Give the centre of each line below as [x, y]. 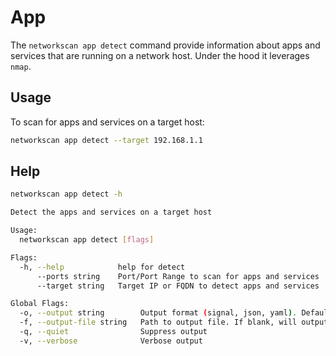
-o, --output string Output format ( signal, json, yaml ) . [158, 313]
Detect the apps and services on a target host [111, 212]
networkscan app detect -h [66, 194]
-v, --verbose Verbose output [111, 341]
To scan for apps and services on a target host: [107, 122]
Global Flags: [40, 304]
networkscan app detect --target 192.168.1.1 [106, 140]
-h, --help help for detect [102, 267]
